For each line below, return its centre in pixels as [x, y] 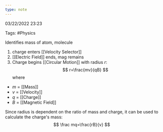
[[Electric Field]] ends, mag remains [48, 57]
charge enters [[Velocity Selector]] [47, 52]
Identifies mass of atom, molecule [39, 42]
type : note [16, 9]
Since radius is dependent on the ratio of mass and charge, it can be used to [82, 112]
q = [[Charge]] [27, 97]
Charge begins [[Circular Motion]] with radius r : [60, 62]
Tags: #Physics [20, 33]
